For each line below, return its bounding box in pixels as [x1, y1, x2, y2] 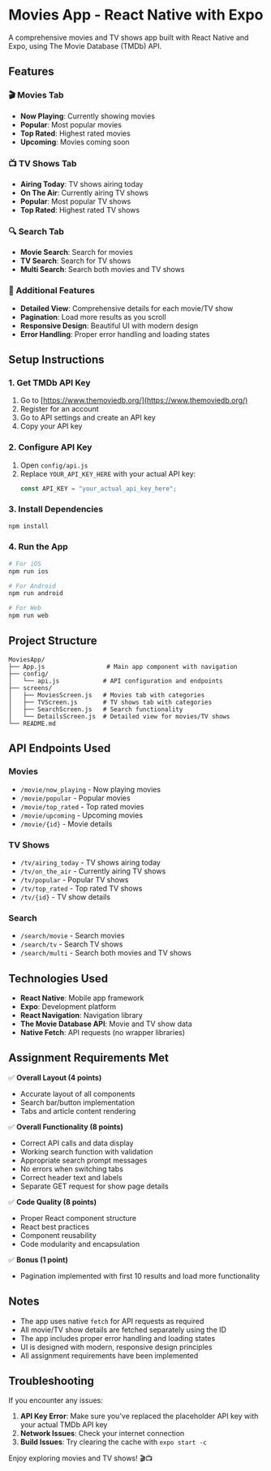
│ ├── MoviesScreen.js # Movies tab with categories [8, 691, 205, 699]
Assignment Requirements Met [8, 1051, 169, 1065]
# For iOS [8, 559, 42, 567]
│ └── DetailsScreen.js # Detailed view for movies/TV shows [8, 712, 230, 720]
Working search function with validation [19, 1146, 153, 1156]
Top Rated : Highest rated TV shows [19, 205, 140, 214]
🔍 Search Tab [8, 226, 65, 237]
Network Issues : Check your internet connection [19, 1429, 185, 1439]
